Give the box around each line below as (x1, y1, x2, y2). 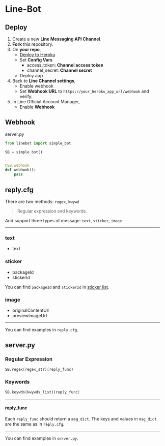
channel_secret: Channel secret (27, 67, 92, 73)
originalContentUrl (12, 307, 50, 313)
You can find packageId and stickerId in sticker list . (5, 284, 110, 290)
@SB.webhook (5, 163, 29, 168)
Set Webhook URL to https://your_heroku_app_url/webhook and (19, 89, 149, 94)
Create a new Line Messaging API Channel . (12, 36, 102, 42)
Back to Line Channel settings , (12, 78, 76, 84)
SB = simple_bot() (5, 149, 43, 154)
